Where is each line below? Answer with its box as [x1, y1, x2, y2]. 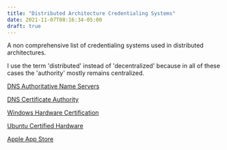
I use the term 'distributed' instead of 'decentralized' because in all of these [7, 62, 221, 70]
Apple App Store [7, 135, 54, 143]
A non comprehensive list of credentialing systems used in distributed [7, 42, 204, 50]
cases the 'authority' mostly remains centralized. [7, 69, 145, 77]
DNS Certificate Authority [7, 95, 79, 104]
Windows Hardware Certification [7, 108, 99, 117]
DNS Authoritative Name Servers [7, 82, 100, 91]
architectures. [7, 48, 46, 57]
